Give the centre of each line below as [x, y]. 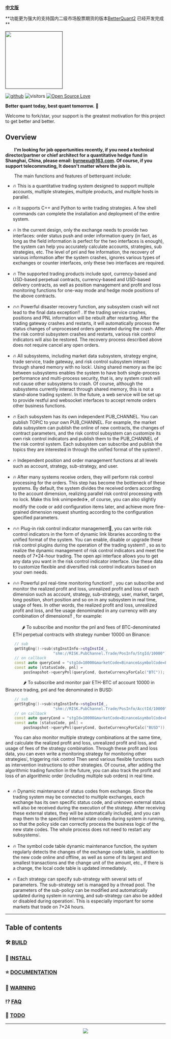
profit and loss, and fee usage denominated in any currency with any [84, 611]
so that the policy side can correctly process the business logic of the [86, 824]
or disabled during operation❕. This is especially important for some [83, 901]
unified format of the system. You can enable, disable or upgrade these [87, 539]
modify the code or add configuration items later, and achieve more [83, 506]
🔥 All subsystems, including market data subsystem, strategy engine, [85, 356]
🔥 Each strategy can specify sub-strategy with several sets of [77, 879]
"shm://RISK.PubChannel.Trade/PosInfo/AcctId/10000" [110, 709]
